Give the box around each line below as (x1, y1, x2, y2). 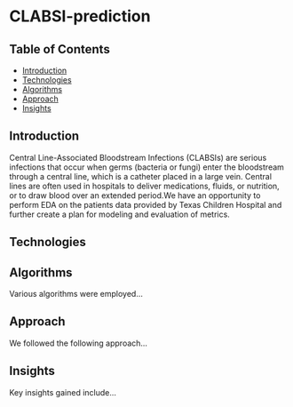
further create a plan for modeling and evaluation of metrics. (9, 209, 231, 219)
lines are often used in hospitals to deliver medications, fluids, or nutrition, (9, 180, 280, 191)
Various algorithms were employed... (9, 289, 144, 299)
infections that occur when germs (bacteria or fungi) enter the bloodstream (9, 162, 284, 172)
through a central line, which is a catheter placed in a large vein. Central (9, 171, 273, 181)
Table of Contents (9, 42, 111, 57)
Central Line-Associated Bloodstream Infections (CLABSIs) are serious (9, 152, 267, 163)
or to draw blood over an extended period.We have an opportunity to (9, 189, 261, 201)
